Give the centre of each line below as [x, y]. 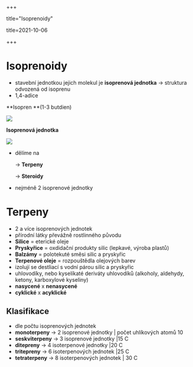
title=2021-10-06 [27, 30]
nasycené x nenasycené [46, 286]
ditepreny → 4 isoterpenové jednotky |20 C [69, 345]
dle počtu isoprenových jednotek [55, 326]
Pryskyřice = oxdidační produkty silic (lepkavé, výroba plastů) [92, 247]
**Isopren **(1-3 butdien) [39, 107]
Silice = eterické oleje [42, 241]
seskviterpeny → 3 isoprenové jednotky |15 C [72, 338]
